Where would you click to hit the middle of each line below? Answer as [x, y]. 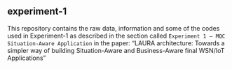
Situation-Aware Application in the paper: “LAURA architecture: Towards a [116, 43]
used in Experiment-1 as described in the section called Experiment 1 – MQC [116, 36]
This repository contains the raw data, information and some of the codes [114, 28]
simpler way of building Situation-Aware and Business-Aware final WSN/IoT [116, 50]
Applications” [27, 58]
